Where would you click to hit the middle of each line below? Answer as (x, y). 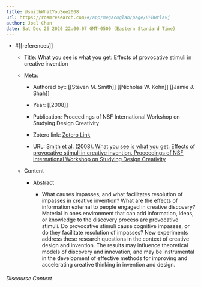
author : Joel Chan (29, 23)
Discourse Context (29, 278)
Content (34, 171)
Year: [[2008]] (50, 105)
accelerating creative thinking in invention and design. (109, 265)
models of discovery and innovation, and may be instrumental (118, 252)
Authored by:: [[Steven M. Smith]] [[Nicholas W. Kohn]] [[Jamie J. (114, 87)
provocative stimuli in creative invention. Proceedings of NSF (108, 153)
